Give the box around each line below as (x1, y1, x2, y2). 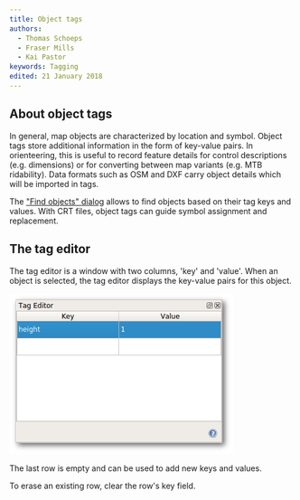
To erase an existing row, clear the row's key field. (9, 480, 196, 491)
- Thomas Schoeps (17, 33, 83, 42)
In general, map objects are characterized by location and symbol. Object (9, 130, 283, 141)
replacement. (9, 215, 59, 226)
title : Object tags (9, 14, 83, 24)
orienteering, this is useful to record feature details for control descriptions (9, 149, 287, 160)
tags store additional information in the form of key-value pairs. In (9, 140, 254, 151)
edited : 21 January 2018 (9, 72, 103, 81)
